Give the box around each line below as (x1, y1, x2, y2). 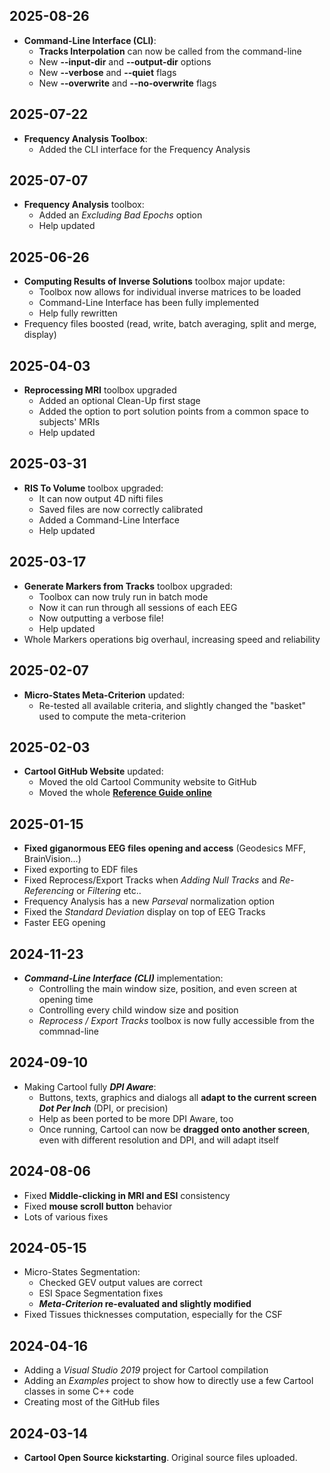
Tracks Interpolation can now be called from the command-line (38, 45, 302, 57)
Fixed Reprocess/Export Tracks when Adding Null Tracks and (23, 874, 278, 886)
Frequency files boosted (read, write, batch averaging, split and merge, (23, 318, 317, 330)
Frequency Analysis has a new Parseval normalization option (23, 895, 275, 908)
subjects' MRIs (38, 416, 101, 428)
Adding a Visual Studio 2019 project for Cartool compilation (23, 1364, 269, 1376)
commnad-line (38, 1025, 99, 1037)
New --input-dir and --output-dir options (38, 55, 212, 68)
